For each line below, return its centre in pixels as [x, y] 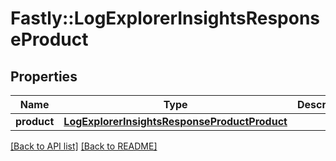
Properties [44, 76]
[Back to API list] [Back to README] [84, 146]
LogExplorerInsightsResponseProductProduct [175, 121]
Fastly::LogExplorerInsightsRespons [165, 18]
